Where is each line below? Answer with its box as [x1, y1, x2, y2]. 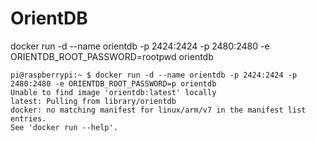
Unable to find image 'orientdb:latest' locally [10, 87, 217, 97]
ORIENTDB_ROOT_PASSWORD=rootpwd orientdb [10, 50, 214, 62]
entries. [10, 113, 47, 124]
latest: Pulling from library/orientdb [10, 96, 177, 106]
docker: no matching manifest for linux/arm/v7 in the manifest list [10, 105, 307, 115]
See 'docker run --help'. [10, 122, 118, 132]
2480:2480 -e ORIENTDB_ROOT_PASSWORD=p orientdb [10, 78, 217, 89]
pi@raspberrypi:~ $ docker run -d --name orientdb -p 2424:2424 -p [10, 70, 298, 80]
